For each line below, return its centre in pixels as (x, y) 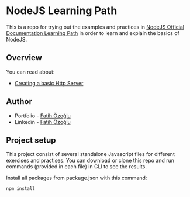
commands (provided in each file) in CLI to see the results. (77, 167)
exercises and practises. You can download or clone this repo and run (90, 160)
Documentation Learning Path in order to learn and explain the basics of (93, 33)
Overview (24, 58)
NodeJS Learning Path (62, 11)
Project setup (31, 140)
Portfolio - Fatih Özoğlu (43, 116)
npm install (20, 189)
